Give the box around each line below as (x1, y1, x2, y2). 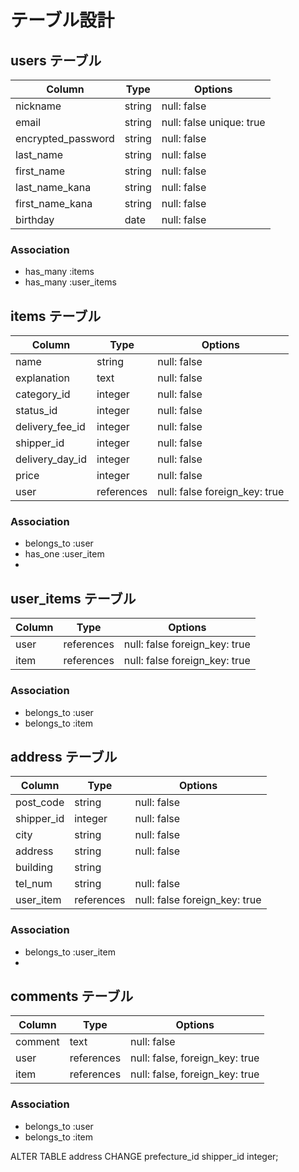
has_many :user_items (24, 276, 117, 288)
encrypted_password (15, 132, 115, 145)
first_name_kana (15, 197, 93, 210)
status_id (15, 404, 58, 418)
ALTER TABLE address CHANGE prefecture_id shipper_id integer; (10, 1150, 279, 1162)
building (15, 861, 53, 875)
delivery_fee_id (15, 420, 86, 434)
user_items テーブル (10, 590, 137, 607)
